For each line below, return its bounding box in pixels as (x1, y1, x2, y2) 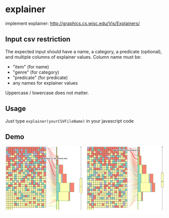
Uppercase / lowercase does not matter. (5, 90, 90, 96)
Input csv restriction (5, 35, 71, 44)
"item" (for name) (12, 63, 50, 69)
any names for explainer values (12, 80, 78, 86)
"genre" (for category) (12, 69, 60, 75)
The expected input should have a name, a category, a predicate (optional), (5, 48, 162, 54)
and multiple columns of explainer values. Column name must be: (5, 54, 142, 60)
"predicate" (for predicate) (12, 75, 68, 81)
